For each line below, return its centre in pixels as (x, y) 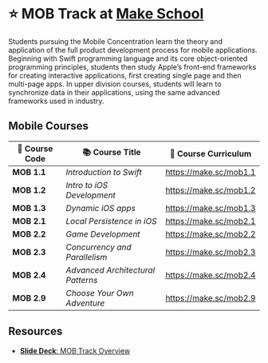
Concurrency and (99, 247)
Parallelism (87, 257)
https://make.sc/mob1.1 (211, 172)
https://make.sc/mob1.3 (211, 208)
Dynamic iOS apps (100, 208)
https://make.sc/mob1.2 (211, 189)
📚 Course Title (112, 153)
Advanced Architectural (110, 269)
